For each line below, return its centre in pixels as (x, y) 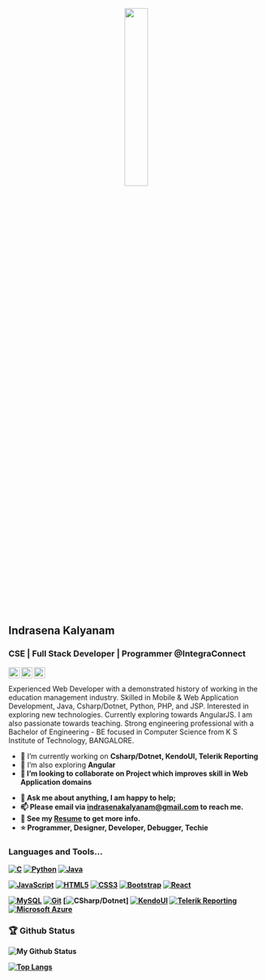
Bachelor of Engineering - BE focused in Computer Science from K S (123, 732)
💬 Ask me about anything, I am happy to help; (98, 798)
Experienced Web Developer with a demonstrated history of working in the (133, 688)
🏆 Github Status (42, 931)
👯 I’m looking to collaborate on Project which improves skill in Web (134, 773)
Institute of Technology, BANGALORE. (71, 740)
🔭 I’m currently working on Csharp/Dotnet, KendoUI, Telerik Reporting (139, 756)
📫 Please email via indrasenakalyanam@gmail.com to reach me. (132, 807)
